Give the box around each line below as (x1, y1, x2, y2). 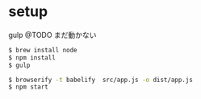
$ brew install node (8, 46, 78, 54)
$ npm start (8, 83, 48, 91)
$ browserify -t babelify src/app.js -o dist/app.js (8, 76, 194, 84)
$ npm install (8, 53, 57, 62)
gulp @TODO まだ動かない (8, 30, 97, 39)
